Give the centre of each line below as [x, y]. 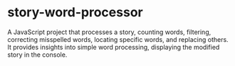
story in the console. [37, 55]
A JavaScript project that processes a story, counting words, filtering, [109, 32]
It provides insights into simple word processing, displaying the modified [114, 47]
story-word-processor [75, 12]
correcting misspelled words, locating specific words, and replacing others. [118, 39]
